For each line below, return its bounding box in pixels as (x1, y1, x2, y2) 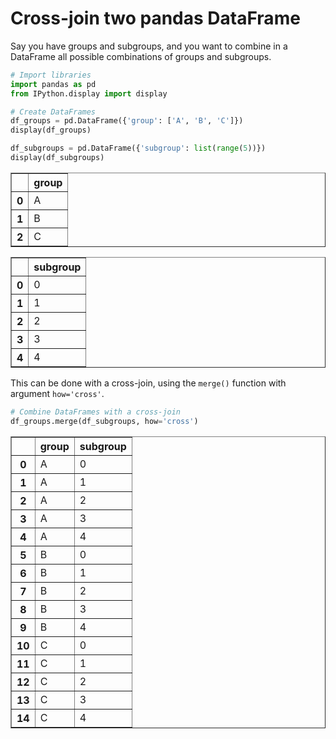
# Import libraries (10, 70, 92, 80)
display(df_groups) (10, 125, 92, 136)
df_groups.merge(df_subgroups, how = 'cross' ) (10, 416, 199, 426)
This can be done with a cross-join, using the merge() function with (10, 377, 287, 389)
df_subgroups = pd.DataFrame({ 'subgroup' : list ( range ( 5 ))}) (10, 143, 267, 154)
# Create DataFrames (10, 107, 97, 117)
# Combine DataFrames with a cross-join (10, 407, 182, 417)
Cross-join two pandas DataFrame (10, 7, 301, 30)
